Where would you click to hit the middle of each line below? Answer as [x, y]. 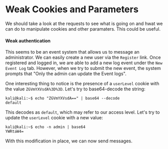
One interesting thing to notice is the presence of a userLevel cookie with [82, 84]
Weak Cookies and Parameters [72, 9]
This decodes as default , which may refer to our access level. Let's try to [82, 112]
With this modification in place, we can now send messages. [69, 141]
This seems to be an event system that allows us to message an [72, 52]
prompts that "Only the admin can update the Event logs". [66, 74]
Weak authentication [28, 41]
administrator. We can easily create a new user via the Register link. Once [83, 58]
